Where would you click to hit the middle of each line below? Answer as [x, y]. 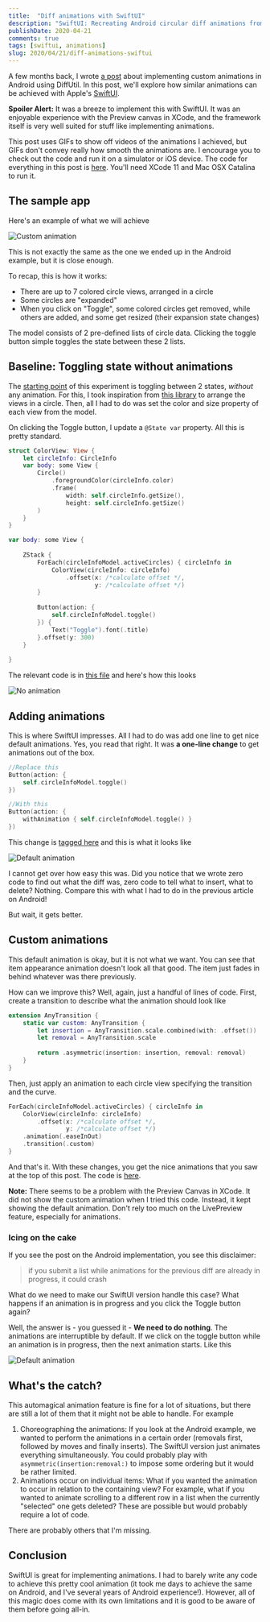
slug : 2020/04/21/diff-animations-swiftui [80, 53]
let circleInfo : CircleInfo [70, 458]
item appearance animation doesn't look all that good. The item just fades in [134, 968]
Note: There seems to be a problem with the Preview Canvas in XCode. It [129, 1191]
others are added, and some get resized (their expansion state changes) [139, 317]
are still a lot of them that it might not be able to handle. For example [121, 1413]
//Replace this [34, 767]
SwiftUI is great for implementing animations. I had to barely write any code [133, 1574]
